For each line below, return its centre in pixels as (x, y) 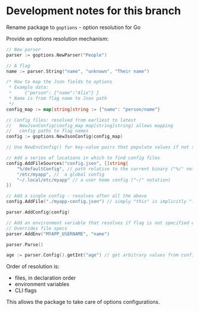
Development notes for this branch (94, 11)
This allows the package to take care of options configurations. (83, 302)
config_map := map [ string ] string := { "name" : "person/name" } (83, 109)
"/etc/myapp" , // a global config (61, 174)
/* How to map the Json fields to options (59, 82)
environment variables (42, 284)
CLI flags (26, 290)
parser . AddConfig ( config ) (38, 212)
